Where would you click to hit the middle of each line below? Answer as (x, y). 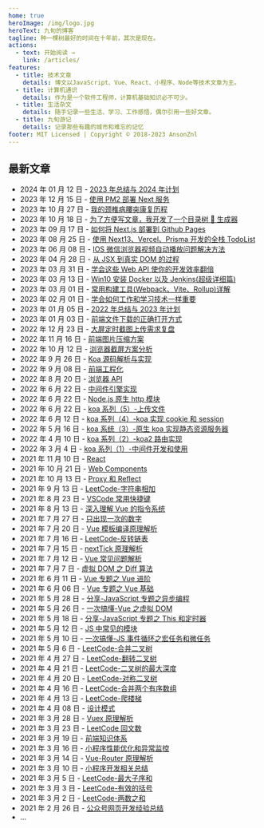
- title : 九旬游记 (43, 120)
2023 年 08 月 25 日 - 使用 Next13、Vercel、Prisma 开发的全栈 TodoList (138, 240)
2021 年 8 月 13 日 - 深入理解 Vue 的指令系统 (93, 509)
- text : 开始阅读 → (45, 53)
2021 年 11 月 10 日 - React (63, 459)
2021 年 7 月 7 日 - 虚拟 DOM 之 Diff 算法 (86, 569)
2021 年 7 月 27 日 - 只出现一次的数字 (81, 519)
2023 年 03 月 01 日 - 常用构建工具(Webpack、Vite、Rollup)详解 (125, 289)
